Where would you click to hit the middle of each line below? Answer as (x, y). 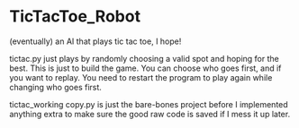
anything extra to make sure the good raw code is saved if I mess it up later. (150, 114)
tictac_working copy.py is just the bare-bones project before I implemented (149, 104)
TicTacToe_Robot (75, 17)
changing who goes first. (55, 87)
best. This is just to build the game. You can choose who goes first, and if (145, 68)
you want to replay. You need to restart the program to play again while (141, 77)
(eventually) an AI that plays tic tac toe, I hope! (95, 41)
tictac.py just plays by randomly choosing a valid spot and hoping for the (144, 58)
